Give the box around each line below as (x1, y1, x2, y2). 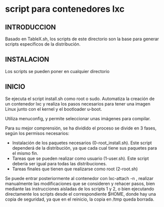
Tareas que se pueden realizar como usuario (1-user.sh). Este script (12, 155, 149, 161)
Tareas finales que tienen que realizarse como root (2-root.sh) (12, 166, 138, 172)
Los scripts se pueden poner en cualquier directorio (5, 68, 110, 74)
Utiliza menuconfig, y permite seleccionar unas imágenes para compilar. (5, 115, 151, 121)
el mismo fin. (12, 150, 38, 156)
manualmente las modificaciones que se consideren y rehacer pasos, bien (5, 181, 155, 186)
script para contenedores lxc (5, 3, 125, 15)
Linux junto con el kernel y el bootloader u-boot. (5, 106, 102, 112)
